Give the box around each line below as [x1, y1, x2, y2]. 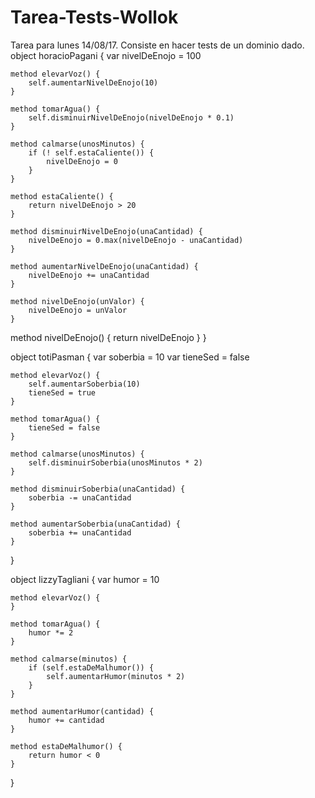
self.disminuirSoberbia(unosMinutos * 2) [28, 457, 203, 468]
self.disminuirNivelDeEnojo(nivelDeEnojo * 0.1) [28, 112, 235, 123]
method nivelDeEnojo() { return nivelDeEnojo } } [10, 331, 207, 343]
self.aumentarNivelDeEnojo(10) [28, 77, 159, 88]
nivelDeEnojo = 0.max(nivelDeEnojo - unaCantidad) [28, 235, 244, 245]
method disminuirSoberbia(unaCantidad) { [10, 484, 186, 494]
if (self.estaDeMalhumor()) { [28, 662, 155, 673]
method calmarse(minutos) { [10, 654, 128, 664]
